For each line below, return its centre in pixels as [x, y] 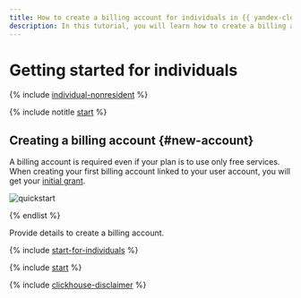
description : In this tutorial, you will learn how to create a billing [148, 26]
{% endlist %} [35, 216]
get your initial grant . [47, 181]
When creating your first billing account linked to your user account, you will [150, 172]
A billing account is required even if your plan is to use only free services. [145, 162]
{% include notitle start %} [58, 112]
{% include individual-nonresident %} [79, 95]
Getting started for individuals [124, 70]
